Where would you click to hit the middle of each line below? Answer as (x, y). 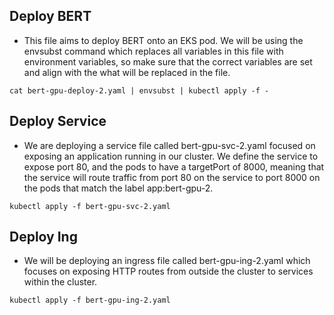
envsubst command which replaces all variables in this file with (153, 51)
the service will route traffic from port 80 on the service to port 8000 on (172, 177)
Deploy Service (58, 121)
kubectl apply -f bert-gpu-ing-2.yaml (90, 300)
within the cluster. (60, 282)
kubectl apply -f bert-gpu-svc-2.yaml (90, 206)
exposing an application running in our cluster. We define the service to (171, 156)
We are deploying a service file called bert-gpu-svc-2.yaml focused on (169, 145)
